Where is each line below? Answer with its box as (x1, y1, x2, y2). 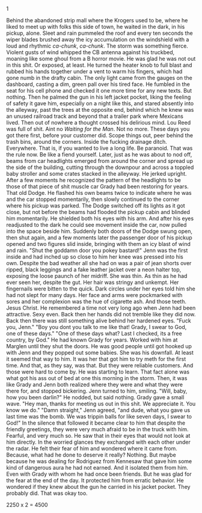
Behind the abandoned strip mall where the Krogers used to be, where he (6, 17, 188, 23)
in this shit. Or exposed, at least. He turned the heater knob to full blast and (6, 61, 192, 69)
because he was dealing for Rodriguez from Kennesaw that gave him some (6, 458, 192, 465)
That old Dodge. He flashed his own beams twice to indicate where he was (6, 189, 192, 196)
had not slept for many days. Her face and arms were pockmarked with (6, 292, 183, 298)
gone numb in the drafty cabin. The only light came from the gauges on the (6, 75, 192, 81)
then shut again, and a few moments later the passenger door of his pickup (6, 234, 192, 241)
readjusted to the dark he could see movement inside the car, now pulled (6, 221, 187, 228)
